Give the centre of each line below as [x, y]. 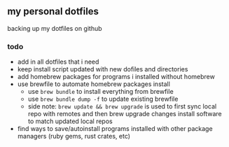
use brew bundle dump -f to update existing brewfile [103, 99]
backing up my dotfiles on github [55, 28]
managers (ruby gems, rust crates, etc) [74, 136]
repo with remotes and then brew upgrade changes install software [125, 114]
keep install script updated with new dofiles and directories [103, 69]
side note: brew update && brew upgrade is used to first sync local [122, 106]
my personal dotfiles [53, 12]
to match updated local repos [70, 121]
